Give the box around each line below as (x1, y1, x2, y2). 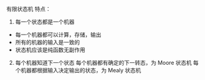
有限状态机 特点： (6, 5, 51, 12)
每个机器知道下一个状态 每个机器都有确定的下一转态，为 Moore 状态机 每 (15, 59, 199, 66)
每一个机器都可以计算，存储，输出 (15, 31, 102, 38)
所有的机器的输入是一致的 (15, 39, 80, 45)
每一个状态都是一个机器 (15, 18, 75, 25)
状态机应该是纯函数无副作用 (15, 46, 86, 53)
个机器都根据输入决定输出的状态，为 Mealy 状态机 (15, 67, 141, 74)
